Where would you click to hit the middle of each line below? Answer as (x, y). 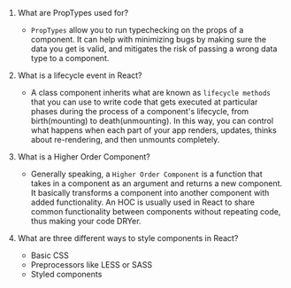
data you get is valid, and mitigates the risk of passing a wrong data (154, 49)
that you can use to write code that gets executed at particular (144, 102)
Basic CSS (50, 255)
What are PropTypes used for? (73, 13)
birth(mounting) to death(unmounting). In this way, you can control (152, 121)
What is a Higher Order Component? (84, 157)
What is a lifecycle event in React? (80, 75)
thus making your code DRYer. (86, 221)
